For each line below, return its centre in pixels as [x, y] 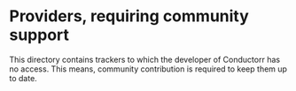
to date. [23, 78]
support [39, 35]
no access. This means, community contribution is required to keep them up [148, 69]
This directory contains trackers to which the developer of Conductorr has [145, 59]
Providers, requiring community [129, 16]
